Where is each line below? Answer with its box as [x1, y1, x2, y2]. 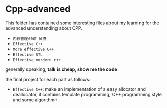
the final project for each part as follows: [5, 76, 91, 82]
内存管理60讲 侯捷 [12, 36, 47, 41]
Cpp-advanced [5, 3, 71, 15]
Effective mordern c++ [12, 57, 61, 62]
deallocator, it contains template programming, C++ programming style [12, 91, 162, 97]
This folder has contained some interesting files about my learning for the [5, 20, 159, 26]
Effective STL [12, 52, 43, 57]
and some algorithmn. [12, 97, 59, 103]
